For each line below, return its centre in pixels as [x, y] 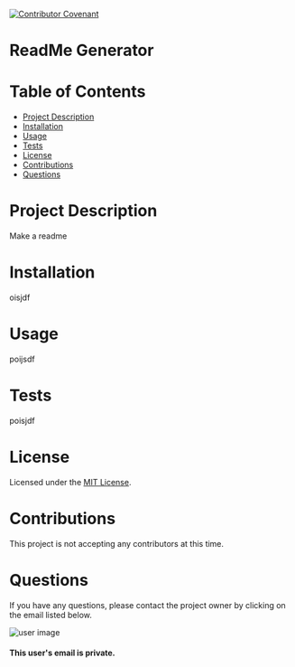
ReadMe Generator [82, 51]
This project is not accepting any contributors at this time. [116, 543]
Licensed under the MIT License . [70, 482]
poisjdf [22, 420]
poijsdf [22, 359]
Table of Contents [78, 92]
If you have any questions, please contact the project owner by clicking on [147, 605]
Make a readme [38, 236]
